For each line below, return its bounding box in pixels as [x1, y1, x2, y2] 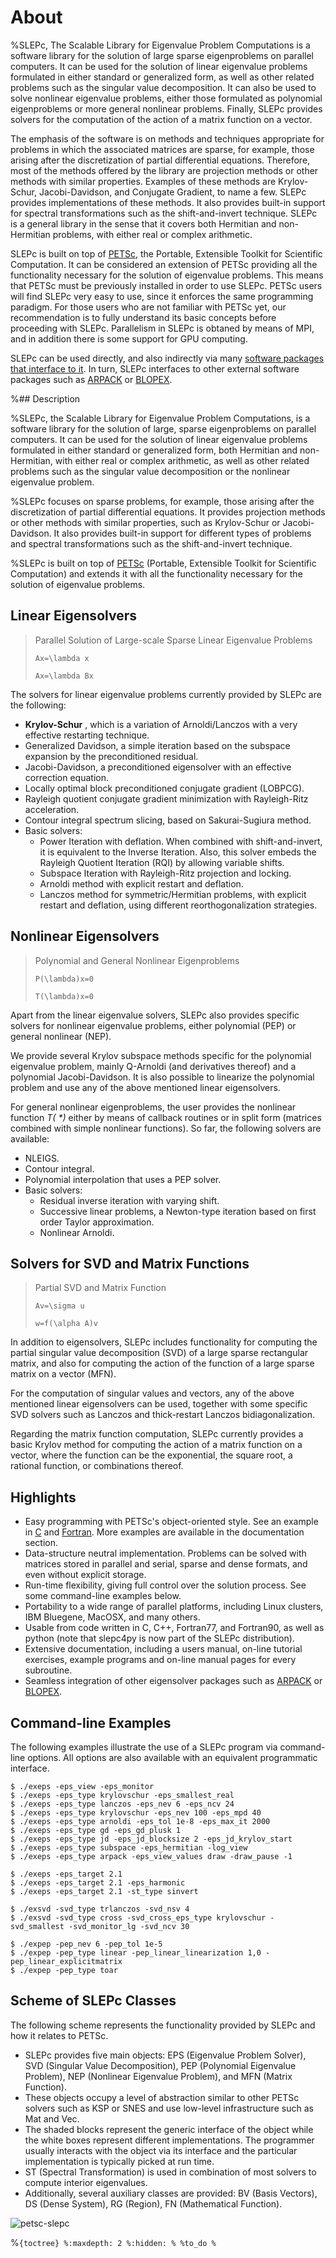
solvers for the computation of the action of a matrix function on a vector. [10, 113, 313, 125]
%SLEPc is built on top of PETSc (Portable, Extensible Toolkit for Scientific [10, 557, 317, 569]
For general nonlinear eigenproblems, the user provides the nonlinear [10, 1101, 297, 1113]
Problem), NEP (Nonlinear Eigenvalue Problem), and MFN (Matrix [24, 2070, 293, 2082]
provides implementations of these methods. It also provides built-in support [10, 196, 326, 208]
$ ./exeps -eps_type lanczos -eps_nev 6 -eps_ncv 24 [10, 1799, 235, 1809]
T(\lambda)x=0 [34, 991, 94, 1001]
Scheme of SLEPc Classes [10, 1992, 177, 2010]
